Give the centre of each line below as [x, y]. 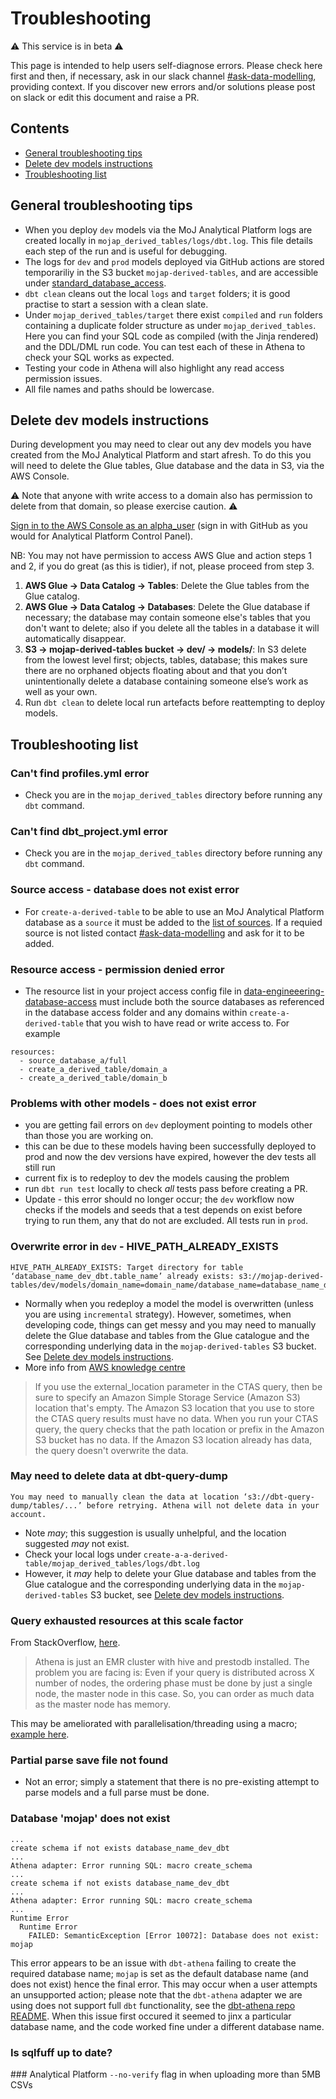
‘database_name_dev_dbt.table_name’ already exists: [122, 1276]
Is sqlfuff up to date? [61, 2052]
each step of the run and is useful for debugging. [126, 251]
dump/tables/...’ [46, 1505]
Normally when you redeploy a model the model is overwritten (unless [169, 1303]
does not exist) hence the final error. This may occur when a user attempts [164, 1984]
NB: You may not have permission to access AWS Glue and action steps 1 [161, 556]
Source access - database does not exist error [125, 890]
